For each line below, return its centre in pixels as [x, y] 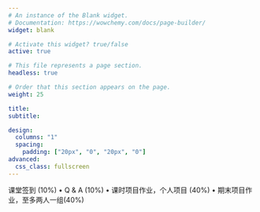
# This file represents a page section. [76, 66]
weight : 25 [26, 94]
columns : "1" [37, 137]
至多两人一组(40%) [53, 199]
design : [21, 130]
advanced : [24, 159]
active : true [30, 52]
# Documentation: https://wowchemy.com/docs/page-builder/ [107, 23]
